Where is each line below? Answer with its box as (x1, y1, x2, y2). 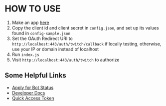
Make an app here (11, 19, 49, 25)
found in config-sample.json (11, 30, 71, 36)
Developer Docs (11, 89, 45, 95)
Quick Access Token (11, 95, 54, 101)
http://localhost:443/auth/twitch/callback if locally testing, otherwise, (11, 40, 162, 46)
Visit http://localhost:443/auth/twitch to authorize (11, 56, 120, 62)
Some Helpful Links (4, 71, 67, 80)
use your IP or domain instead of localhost (11, 46, 99, 52)
